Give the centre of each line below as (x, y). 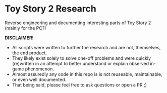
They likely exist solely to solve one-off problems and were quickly (81, 58)
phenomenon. (39, 69)
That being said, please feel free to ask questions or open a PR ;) (79, 85)
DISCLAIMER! (19, 38)
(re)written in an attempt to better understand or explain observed (80, 63)
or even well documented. (39, 79)
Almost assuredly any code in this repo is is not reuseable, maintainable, (87, 74)
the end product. (30, 53)
